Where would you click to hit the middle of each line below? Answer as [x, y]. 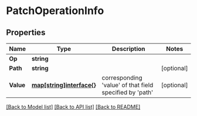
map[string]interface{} [64, 85]
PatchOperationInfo [55, 11]
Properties [26, 33]
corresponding [122, 78]
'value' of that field [128, 85]
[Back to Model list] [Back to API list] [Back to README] [73, 107]
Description [128, 49]
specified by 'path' [128, 92]
